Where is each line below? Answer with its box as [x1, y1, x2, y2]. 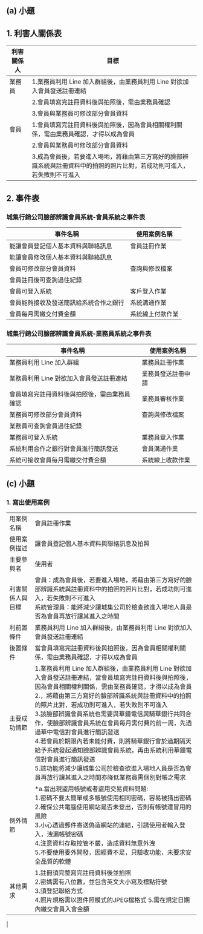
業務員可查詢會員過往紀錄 [9, 422, 83, 430]
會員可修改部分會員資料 [9, 264, 77, 272]
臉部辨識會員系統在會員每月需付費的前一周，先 [53, 719, 186, 727]
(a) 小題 [6, 5, 35, 16]
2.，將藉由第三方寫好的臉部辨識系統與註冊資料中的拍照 [34, 691, 192, 700]
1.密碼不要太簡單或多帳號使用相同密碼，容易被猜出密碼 [34, 794, 192, 802]
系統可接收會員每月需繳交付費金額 [9, 456, 107, 464]
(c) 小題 [6, 478, 35, 488]
